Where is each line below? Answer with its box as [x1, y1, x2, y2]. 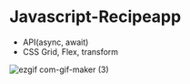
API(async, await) [22, 37, 89, 47]
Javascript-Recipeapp [9, 6, 182, 27]
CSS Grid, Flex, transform [22, 46, 119, 57]
